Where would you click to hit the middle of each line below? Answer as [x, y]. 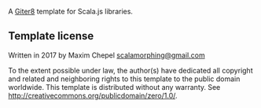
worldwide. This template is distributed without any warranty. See [114, 87]
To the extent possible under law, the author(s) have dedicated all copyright [130, 70]
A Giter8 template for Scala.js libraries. [71, 11]
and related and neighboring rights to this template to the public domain [124, 79]
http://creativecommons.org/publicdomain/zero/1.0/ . [93, 95]
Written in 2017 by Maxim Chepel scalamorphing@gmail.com [107, 55]
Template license [51, 36]
